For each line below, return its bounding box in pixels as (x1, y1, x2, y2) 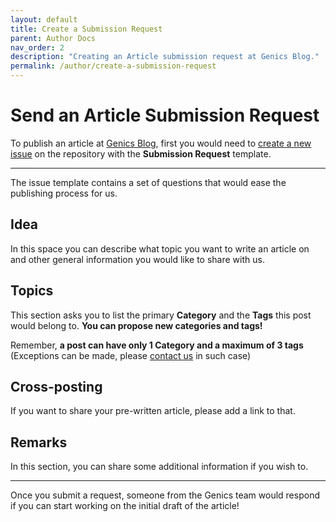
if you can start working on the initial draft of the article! (10, 500, 240, 512)
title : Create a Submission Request (10, 24, 163, 34)
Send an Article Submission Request (10, 104, 320, 127)
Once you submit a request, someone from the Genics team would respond (10, 489, 320, 501)
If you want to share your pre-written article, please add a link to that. (10, 405, 296, 417)
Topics (10, 282, 54, 300)
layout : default (10, 14, 78, 25)
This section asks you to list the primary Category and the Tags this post (10, 309, 312, 321)
